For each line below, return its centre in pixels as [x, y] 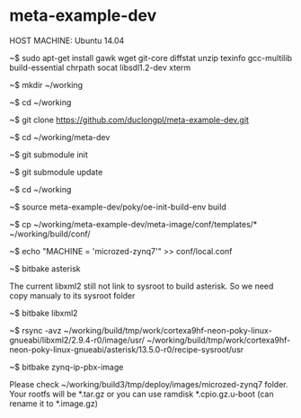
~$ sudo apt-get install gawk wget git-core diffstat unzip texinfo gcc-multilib [150, 58]
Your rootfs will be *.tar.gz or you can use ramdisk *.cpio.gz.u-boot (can [142, 394]
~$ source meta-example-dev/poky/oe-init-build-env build [118, 207]
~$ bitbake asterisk [45, 268]
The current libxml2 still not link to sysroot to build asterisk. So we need [142, 286]
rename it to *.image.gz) [54, 403]
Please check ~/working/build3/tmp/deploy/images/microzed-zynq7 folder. [149, 384]
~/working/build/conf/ [50, 234]
